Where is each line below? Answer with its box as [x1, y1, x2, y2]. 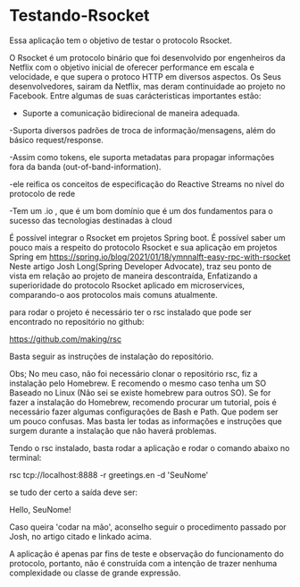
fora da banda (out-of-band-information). [9, 161, 162, 172]
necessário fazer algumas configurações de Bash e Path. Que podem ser [9, 406, 279, 417]
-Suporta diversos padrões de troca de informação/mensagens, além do [9, 124, 276, 135]
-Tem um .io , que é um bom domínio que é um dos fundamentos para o [9, 205, 274, 216]
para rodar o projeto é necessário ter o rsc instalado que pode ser [9, 306, 252, 318]
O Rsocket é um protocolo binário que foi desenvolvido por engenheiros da [9, 52, 286, 63]
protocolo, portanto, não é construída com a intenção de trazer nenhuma [9, 557, 278, 568]
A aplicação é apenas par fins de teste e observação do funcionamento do [9, 548, 284, 559]
